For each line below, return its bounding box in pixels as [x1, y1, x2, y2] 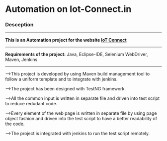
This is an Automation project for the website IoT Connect [5, 37, 127, 43]
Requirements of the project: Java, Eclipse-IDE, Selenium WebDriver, [5, 51, 148, 58]
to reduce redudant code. [5, 101, 58, 107]
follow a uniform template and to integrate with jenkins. [5, 76, 118, 82]
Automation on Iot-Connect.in [5, 3, 132, 15]
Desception [5, 21, 34, 28]
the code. [5, 121, 25, 127]
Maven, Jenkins [5, 57, 38, 63]
